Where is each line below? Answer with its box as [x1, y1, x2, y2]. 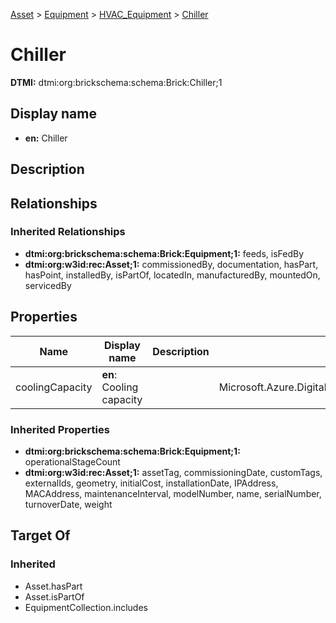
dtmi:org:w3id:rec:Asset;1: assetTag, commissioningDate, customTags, [24, 466, 323, 478]
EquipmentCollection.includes [24, 601, 148, 613]
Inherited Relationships [10, 225, 126, 239]
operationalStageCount [24, 455, 121, 468]
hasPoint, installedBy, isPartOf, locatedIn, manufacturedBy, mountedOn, [24, 269, 321, 281]
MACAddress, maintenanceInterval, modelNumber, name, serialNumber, [24, 487, 322, 499]
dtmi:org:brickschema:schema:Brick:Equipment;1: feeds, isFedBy [24, 247, 305, 259]
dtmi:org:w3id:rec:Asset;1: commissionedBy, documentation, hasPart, [24, 258, 319, 270]
